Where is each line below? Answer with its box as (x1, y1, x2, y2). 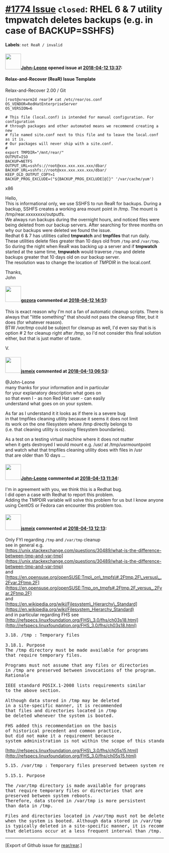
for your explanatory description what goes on (5, 390, 102, 396)
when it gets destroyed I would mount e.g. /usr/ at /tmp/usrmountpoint (5, 442, 151, 448)
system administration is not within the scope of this (5, 738, 146, 744)
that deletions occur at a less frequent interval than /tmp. (5, 828, 162, 834)
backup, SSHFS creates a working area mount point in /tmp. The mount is (5, 206, 158, 212)
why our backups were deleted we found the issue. (5, 227, 112, 233)
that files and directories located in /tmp (5, 707, 117, 713)
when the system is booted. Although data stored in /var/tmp (5, 818, 162, 824)
